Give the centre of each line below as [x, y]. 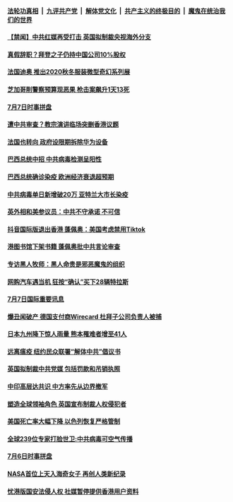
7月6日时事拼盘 [30, 456]
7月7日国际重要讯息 [36, 299]
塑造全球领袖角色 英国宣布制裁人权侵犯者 [67, 404]
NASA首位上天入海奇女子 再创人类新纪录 [66, 474]
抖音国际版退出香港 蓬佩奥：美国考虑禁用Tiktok [77, 229]
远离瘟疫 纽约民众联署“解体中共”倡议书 [64, 351]
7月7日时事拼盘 [30, 107]
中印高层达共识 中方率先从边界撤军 [58, 387]
